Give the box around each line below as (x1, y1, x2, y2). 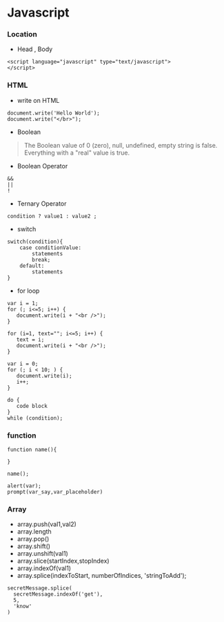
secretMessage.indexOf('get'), (13, 591, 103, 598)
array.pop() (17, 535, 50, 543)
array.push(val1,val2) (17, 520, 77, 529)
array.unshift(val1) (17, 550, 69, 558)
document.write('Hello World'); (7, 109, 100, 117)
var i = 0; (7, 360, 39, 367)
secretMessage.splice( (7, 585, 72, 592)
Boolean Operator (17, 162, 68, 170)
